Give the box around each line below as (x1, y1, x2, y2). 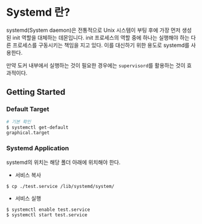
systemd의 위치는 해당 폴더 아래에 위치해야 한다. (6, 159, 121, 166)
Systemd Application (6, 144, 69, 153)
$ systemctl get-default (6, 124, 69, 130)
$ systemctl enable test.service (6, 207, 90, 213)
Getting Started (6, 87, 66, 97)
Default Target (6, 105, 49, 114)
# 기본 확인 (6, 118, 31, 125)
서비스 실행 (14, 195, 42, 202)
